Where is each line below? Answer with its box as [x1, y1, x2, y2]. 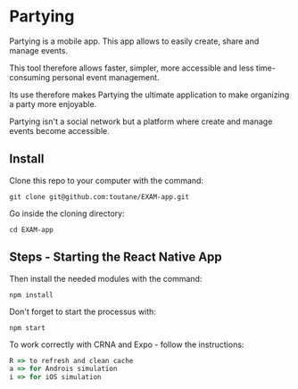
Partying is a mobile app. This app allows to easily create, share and [9, 36, 260, 46]
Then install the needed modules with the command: [9, 273, 203, 284]
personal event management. [52, 71, 160, 82]
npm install [9, 290, 54, 300]
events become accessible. [9, 125, 110, 136]
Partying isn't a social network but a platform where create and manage [9, 116, 273, 127]
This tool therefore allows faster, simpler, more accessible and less [9, 62, 254, 73]
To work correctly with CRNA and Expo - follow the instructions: [9, 339, 244, 350]
